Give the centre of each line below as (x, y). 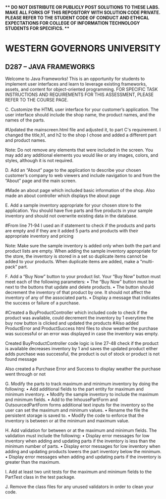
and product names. (26, 140)
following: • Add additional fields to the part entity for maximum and (74, 389)
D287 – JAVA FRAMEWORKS (50, 67)
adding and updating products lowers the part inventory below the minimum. (83, 451)
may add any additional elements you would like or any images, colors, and (82, 155)
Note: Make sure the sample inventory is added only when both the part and (83, 246)
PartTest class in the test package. (40, 477)
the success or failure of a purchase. (43, 303)
